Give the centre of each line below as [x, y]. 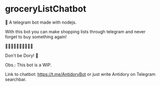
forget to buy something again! [36, 37]
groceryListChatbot [46, 9]
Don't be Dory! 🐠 [22, 55]
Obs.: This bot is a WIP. [28, 65]
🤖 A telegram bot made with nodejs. [41, 22]
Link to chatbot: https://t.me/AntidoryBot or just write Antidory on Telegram [80, 74]
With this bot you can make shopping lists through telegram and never [75, 31]
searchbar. [16, 79]
